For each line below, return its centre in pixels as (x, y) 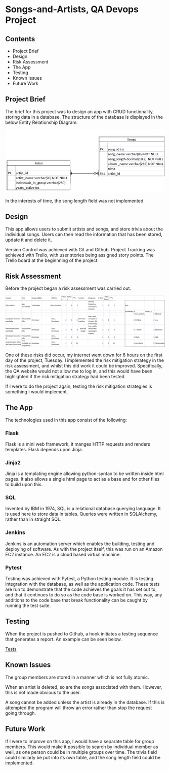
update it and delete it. (29, 240)
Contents (20, 39)
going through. (21, 713)
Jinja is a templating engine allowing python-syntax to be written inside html (84, 474)
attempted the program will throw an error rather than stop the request (79, 708)
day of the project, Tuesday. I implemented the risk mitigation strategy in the (85, 360)
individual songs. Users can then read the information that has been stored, (84, 234)
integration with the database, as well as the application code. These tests (82, 584)
